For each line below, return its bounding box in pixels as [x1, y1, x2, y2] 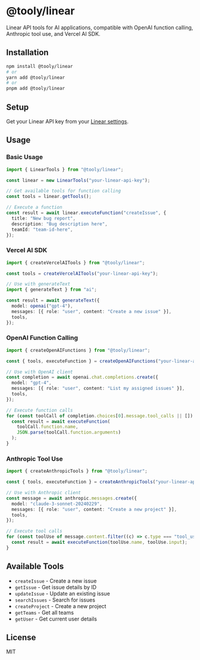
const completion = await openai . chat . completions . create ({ [6, 374, 159, 380]
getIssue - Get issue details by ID [14, 583, 97, 591]
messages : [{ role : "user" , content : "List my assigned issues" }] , [11, 386, 185, 392]
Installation [6, 48, 49, 58]
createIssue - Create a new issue [14, 577, 97, 584]
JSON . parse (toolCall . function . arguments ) [17, 429, 121, 436]
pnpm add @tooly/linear [6, 85, 65, 92]
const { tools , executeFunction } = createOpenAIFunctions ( [6, 358, 159, 364]
